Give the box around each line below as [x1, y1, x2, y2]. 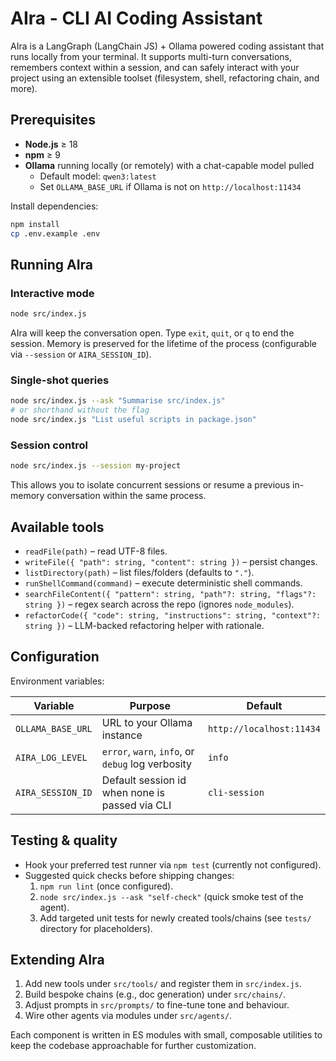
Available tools [10, 518, 105, 536]
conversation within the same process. [46, 490, 207, 502]
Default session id [101, 773, 187, 787]
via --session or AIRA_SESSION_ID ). [10, 348, 152, 361]
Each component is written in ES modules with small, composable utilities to [10, 1029, 323, 1041]
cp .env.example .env [10, 228, 101, 239]
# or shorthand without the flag [10, 405, 150, 416]
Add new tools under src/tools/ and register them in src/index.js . [24, 978, 302, 990]
